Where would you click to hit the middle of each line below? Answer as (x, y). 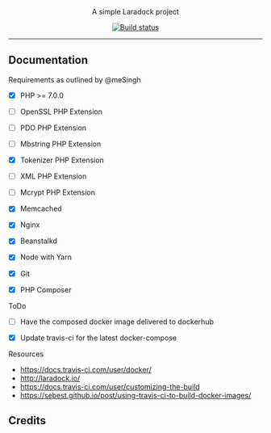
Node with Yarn (46, 257)
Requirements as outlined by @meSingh (75, 79)
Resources (26, 354)
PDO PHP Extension (53, 128)
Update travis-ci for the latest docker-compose (98, 338)
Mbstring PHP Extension (60, 144)
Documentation (48, 60)
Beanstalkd (39, 241)
